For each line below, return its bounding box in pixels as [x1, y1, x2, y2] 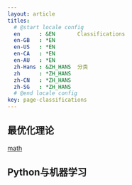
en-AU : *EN [13, 57, 55, 64]
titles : [7, 17, 31, 24]
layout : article [7, 10, 55, 18]
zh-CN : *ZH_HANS [13, 76, 72, 84]
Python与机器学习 [7, 166, 87, 179]
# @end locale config [13, 90, 78, 97]
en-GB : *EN [13, 37, 55, 44]
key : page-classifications [7, 97, 87, 104]
